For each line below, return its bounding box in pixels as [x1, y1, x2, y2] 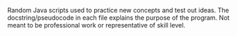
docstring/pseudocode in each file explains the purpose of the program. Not [7, 13, 230, 22]
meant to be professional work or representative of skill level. [7, 21, 186, 29]
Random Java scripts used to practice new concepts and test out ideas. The [7, 6, 229, 14]
